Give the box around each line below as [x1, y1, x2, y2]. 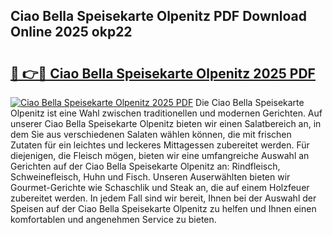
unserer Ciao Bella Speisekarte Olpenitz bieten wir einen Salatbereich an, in [10, 118, 322, 129]
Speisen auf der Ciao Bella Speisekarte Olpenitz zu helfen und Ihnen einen [10, 203, 317, 214]
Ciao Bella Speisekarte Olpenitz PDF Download [10, 8, 308, 25]
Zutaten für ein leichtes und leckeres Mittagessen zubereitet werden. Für [10, 139, 310, 151]
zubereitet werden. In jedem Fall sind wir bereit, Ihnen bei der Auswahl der [10, 192, 317, 204]
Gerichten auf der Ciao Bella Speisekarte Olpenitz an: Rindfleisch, [10, 160, 281, 172]
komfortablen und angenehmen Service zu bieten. [10, 214, 217, 225]
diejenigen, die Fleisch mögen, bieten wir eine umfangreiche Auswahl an [10, 150, 310, 161]
